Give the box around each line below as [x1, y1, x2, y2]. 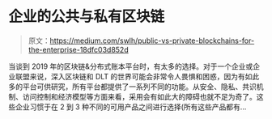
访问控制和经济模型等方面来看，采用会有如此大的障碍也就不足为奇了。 [22, 91, 257, 101]
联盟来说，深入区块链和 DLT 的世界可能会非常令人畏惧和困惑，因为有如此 [15, 71, 260, 81]
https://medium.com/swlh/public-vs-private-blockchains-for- [49, 36, 255, 45]
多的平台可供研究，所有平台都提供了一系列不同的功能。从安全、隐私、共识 [8, 82, 257, 91]
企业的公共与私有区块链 [8, 7, 165, 26]
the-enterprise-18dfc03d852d [28, 45, 129, 54]
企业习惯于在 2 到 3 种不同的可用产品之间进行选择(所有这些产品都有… [15, 102, 247, 112]
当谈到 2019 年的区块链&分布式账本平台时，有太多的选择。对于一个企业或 [8, 62, 253, 71]
